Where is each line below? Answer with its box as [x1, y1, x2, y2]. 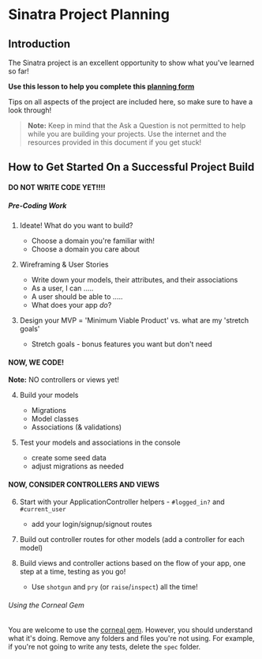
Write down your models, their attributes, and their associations [31, 275, 238, 284]
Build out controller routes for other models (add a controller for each [19, 535, 245, 544]
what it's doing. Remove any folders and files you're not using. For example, [8, 633, 255, 642]
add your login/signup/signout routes [31, 520, 152, 529]
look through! [8, 105, 52, 115]
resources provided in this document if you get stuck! [27, 138, 202, 147]
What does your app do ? [31, 300, 112, 309]
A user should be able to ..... [31, 291, 124, 301]
